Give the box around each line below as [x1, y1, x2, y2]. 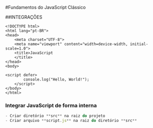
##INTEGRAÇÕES [5, 14, 43, 20]
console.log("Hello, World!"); [23, 77, 90, 82]
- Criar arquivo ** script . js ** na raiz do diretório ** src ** [5, 118, 137, 123]
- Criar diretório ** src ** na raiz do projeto [5, 113, 105, 118]
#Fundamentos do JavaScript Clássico [5, 5, 86, 10]
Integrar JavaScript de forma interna [5, 102, 97, 109]
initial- [130, 41, 148, 47]
